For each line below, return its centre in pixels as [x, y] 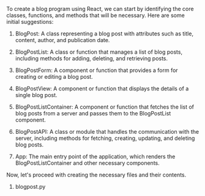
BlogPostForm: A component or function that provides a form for [97, 70]
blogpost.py [30, 187]
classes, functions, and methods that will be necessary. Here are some [95, 15]
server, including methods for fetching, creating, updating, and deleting [105, 138]
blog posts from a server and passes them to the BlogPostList [93, 113]
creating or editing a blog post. [54, 77]
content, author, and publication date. [62, 40]
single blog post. [36, 95]
